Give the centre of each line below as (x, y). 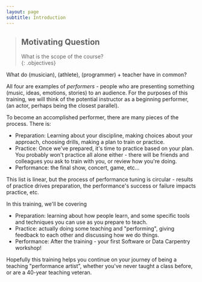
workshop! (28, 248)
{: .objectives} (38, 63)
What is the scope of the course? (62, 57)
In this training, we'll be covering (47, 204)
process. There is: (29, 124)
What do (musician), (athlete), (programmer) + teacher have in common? (96, 75)
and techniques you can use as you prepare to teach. (81, 222)
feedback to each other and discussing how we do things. (87, 235)
